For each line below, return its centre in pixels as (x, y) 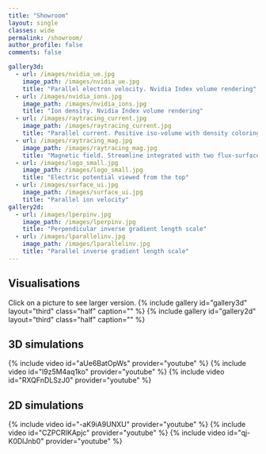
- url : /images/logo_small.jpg (67, 163)
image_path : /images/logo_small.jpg (83, 170)
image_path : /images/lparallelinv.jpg (86, 244)
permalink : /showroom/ (46, 38)
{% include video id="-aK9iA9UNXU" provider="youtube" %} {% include (127, 425)
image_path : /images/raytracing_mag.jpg (90, 148)
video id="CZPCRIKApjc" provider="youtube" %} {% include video (117, 433)
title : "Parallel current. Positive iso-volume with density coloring (141, 133)
